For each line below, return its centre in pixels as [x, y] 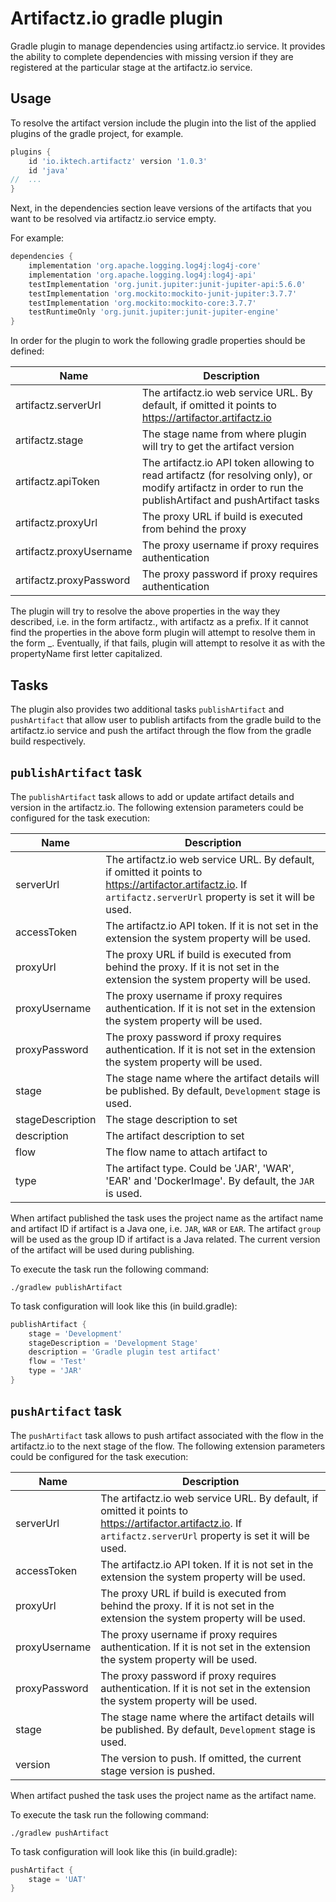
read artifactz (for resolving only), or [227, 475]
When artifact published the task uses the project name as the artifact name [167, 1218]
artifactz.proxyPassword [73, 580]
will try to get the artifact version [218, 447]
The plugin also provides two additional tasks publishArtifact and [147, 709]
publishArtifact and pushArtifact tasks [230, 500]
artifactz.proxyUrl [56, 523]
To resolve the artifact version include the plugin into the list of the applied [163, 123]
